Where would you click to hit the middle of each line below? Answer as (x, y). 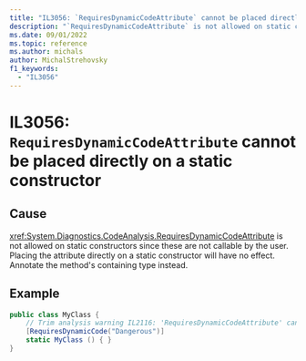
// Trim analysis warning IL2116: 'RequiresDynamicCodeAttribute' (154, 323)
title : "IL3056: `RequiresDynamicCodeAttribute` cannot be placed (138, 18)
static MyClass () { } (69, 340)
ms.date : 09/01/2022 (49, 35)
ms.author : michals (46, 52)
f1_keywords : (34, 69)
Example (35, 294)
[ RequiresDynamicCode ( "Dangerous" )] (96, 332)
